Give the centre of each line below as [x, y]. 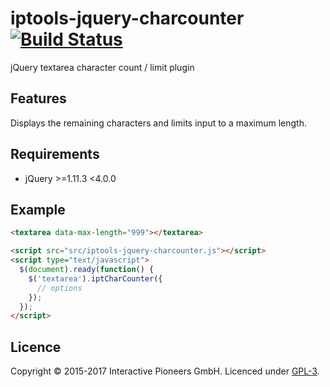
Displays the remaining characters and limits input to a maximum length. [158, 123]
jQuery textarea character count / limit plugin [102, 67]
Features [38, 98]
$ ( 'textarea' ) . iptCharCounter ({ [95, 278]
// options [59, 288]
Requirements [55, 154]
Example [38, 209]
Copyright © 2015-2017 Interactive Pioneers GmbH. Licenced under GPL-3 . [165, 371]
